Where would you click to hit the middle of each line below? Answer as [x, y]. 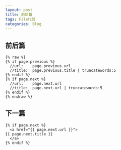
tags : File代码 [20, 19]
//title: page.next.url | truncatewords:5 [56, 88]
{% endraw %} [19, 97]
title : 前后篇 [19, 15]
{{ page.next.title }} [29, 134]
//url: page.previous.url [40, 66]
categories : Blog [23, 24]
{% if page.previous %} [30, 62]
